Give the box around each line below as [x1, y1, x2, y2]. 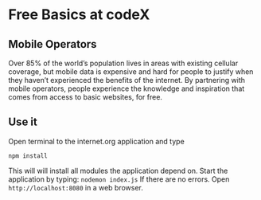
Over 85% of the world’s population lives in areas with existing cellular [8, 58, 239, 68]
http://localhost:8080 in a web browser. [8, 182, 143, 192]
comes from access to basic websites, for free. [8, 92, 163, 101]
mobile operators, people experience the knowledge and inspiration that [8, 84, 245, 93]
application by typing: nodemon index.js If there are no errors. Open [8, 174, 230, 184]
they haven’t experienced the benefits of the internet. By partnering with [8, 76, 245, 84]
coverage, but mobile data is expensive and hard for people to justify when [8, 67, 254, 76]
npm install [8, 151, 48, 160]
